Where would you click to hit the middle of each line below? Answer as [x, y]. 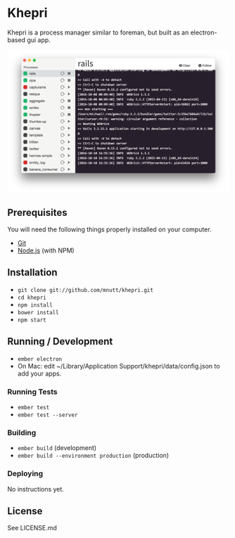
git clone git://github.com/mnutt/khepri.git [85, 290]
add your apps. [39, 373]
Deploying [25, 474]
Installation [32, 273]
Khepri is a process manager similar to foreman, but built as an [98, 32]
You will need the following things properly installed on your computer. [109, 229]
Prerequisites [37, 212]
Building [22, 433]
